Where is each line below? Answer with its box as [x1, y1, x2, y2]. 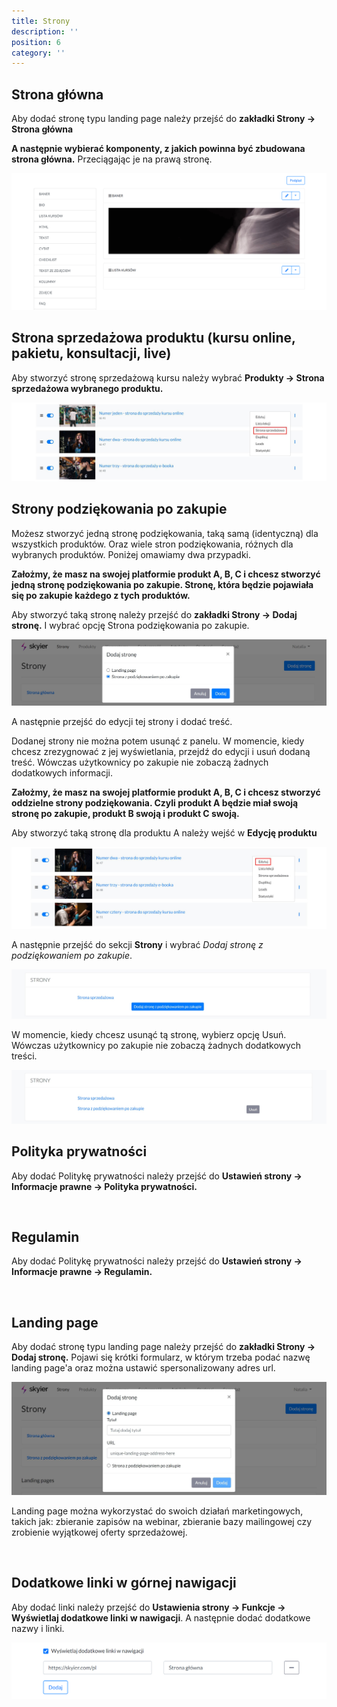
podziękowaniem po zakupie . [11, 950, 133, 962]
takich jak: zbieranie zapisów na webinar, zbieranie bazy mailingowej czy [11, 1515, 313, 1527]
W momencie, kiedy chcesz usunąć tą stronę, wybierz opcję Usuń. [11, 1029, 287, 1041]
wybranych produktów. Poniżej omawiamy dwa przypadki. [11, 548, 252, 560]
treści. [11, 1050, 38, 1062]
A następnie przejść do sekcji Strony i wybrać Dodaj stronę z [11, 939, 264, 951]
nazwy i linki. [11, 1622, 65, 1634]
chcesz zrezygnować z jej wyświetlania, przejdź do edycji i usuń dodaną [11, 745, 311, 757]
